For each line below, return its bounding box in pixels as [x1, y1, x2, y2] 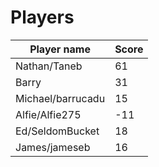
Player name [29, 42, 91, 56]
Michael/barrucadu [15, 91, 106, 105]
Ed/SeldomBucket [15, 124, 100, 138]
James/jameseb [15, 140, 91, 154]
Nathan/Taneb [15, 59, 83, 73]
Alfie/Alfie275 [15, 107, 82, 121]
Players [10, 6, 75, 29]
